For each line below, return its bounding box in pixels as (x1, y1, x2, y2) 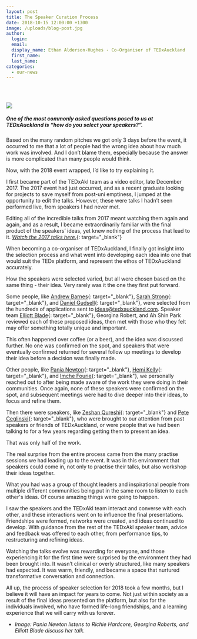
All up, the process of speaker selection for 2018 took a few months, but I (6, 584, 184, 591)
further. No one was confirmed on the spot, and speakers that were (6, 342, 169, 349)
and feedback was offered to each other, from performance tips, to (6, 530, 169, 537)
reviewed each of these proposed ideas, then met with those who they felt (6, 318, 186, 325)
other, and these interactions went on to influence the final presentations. (6, 511, 184, 518)
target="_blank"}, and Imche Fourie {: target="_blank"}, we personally (6, 372, 174, 379)
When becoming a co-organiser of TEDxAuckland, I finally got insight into (6, 244, 185, 252)
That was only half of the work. (6, 439, 82, 446)
